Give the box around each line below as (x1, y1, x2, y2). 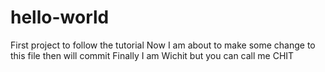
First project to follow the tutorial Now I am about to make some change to (10, 39, 316, 51)
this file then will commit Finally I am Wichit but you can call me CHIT (10, 49, 295, 61)
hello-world (10, 6, 110, 29)
